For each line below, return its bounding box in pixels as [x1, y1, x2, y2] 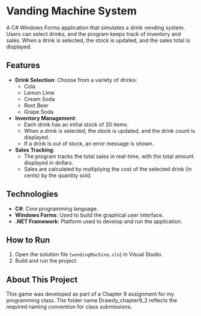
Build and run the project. [14, 257, 78, 265]
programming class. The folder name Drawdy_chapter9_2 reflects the [6, 297, 178, 304]
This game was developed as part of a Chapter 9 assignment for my [6, 290, 175, 297]
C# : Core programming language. [14, 205, 98, 212]
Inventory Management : [14, 114, 77, 121]
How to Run [6, 235, 50, 245]
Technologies [6, 189, 59, 199]
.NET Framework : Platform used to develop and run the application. [14, 217, 183, 225]
